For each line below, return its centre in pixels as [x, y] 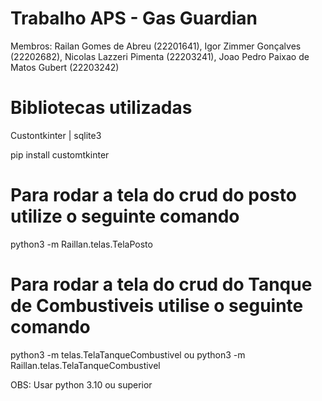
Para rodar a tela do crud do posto [153, 195]
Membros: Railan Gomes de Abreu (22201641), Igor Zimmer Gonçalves [156, 46]
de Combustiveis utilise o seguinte [157, 306]
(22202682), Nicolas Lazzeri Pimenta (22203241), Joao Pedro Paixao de [160, 56]
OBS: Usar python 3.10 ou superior [81, 384]
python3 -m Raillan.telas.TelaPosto [81, 244]
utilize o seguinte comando [125, 216]
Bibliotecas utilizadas [101, 108]
